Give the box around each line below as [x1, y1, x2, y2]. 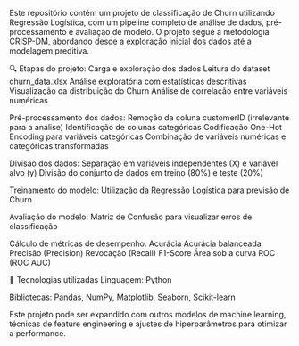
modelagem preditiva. [9, 45, 89, 56]
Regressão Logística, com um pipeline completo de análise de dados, [9, 17, 265, 28]
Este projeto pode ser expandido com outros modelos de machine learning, [9, 309, 287, 319]
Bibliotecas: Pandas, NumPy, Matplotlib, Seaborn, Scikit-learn [9, 292, 237, 302]
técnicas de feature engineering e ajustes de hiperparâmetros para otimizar [9, 318, 287, 329]
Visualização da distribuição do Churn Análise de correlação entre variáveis [9, 86, 288, 96]
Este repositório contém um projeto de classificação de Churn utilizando [9, 8, 275, 18]
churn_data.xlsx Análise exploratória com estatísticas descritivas [9, 76, 247, 86]
